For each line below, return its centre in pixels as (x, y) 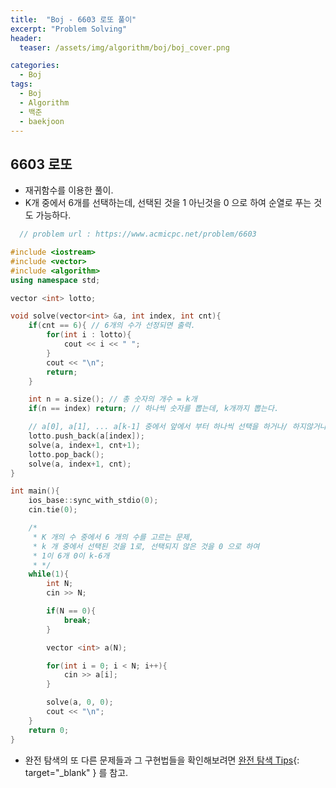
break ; (77, 620)
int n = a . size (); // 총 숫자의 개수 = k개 (113, 399)
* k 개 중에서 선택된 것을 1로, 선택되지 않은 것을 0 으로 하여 (146, 546)
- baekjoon (42, 121)
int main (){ (35, 491)
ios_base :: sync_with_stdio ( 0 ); (93, 501)
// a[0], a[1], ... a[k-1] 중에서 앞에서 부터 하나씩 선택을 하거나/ (158, 427)
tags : (21, 84)
